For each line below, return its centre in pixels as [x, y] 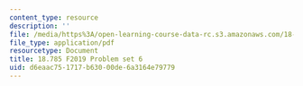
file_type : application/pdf [62, 43]
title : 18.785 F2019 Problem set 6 [76, 59]
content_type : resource [54, 17]
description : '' [40, 26]
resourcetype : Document [54, 51]
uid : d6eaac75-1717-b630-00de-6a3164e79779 [92, 68]
